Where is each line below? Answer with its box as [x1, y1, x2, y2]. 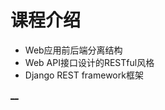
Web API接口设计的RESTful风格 [24, 56, 155, 68]
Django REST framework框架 [24, 69, 144, 81]
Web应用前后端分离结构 [24, 44, 123, 56]
